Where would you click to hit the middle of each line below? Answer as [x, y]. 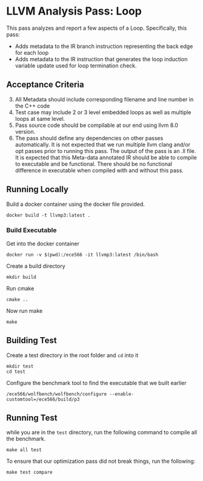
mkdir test [20, 366]
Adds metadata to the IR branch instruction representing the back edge [104, 46]
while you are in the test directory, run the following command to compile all [102, 432]
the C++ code [32, 106]
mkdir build [21, 277]
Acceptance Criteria [45, 85]
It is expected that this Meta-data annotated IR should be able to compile [106, 157]
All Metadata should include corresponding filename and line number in [104, 99]
